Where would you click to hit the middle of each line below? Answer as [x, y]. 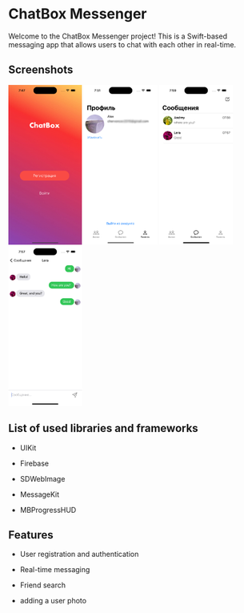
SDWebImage [42, 478]
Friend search [43, 585]
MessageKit [40, 494]
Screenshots [41, 70]
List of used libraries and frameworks [103, 428]
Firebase [34, 463]
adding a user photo [53, 601]
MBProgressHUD [48, 510]
